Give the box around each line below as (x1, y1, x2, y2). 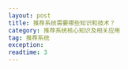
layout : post (8, 11, 51, 20)
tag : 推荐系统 (8, 33, 50, 42)
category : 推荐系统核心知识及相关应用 (8, 26, 121, 34)
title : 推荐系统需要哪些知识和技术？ (8, 19, 116, 27)
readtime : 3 (8, 48, 47, 56)
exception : (8, 41, 44, 49)
